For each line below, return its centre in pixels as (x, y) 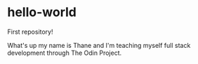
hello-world (42, 12)
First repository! (31, 32)
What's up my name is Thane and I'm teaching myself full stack (99, 45)
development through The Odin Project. (64, 53)
